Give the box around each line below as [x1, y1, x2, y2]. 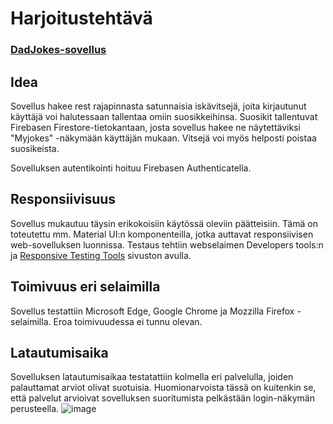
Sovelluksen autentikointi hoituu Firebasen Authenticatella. [10, 162, 252, 174]
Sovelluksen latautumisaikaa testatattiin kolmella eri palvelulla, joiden [10, 371, 294, 383]
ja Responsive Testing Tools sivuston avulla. [10, 249, 192, 261]
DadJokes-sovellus [10, 43, 107, 57]
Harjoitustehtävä [10, 7, 153, 30]
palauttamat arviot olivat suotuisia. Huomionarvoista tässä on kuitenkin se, [10, 382, 317, 394]
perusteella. [10, 403, 60, 415]
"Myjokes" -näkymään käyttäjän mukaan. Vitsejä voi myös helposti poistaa [10, 132, 317, 144]
